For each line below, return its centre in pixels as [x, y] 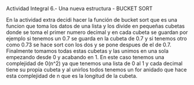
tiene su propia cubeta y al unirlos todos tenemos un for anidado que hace [96, 69]
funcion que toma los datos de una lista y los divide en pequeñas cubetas [96, 26]
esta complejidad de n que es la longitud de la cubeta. [72, 76]
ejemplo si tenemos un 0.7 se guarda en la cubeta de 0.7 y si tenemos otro [97, 38]
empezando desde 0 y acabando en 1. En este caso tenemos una [85, 57]
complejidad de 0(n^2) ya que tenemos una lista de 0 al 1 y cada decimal [94, 63]
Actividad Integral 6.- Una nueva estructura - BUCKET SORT [79, 8]
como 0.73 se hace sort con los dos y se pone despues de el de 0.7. [89, 45]
